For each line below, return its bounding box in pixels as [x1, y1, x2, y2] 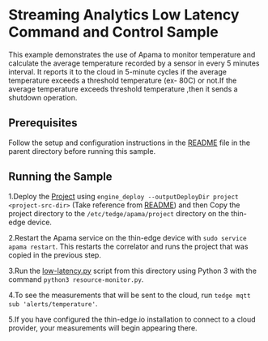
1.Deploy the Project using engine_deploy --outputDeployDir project [8, 191, 239, 201]
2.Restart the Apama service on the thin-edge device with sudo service [8, 232, 247, 242]
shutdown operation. [8, 92, 78, 102]
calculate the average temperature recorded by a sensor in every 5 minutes [8, 58, 260, 68]
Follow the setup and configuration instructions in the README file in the [8, 138, 251, 147]
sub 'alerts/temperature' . [8, 298, 98, 309]
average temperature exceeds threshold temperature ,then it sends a [8, 83, 238, 94]
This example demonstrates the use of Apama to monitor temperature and [8, 49, 256, 59]
